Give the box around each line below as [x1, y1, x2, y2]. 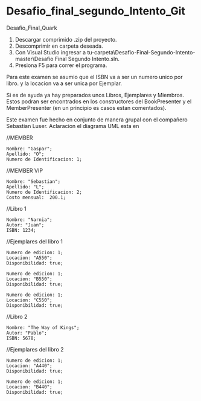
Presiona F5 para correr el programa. [14, 62, 107, 69]
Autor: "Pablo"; [6, 330, 47, 336]
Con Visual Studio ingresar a [14, 48, 86, 56]
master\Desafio [14, 55, 54, 62]
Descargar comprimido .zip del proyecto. [14, 36, 117, 43]
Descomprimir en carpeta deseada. [14, 42, 104, 50]
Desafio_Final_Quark [6, 24, 57, 31]
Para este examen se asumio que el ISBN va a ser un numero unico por [6, 73, 183, 80]
